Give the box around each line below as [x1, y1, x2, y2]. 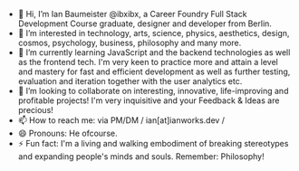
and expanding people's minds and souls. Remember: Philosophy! [17, 151, 265, 162]
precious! [17, 105, 54, 115]
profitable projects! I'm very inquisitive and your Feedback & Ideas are [17, 95, 280, 106]
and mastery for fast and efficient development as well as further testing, [17, 66, 291, 77]
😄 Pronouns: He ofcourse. [17, 128, 118, 138]
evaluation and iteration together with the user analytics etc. [17, 76, 243, 86]
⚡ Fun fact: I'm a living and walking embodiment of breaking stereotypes [17, 138, 289, 148]
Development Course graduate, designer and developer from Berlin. [17, 18, 272, 29]
